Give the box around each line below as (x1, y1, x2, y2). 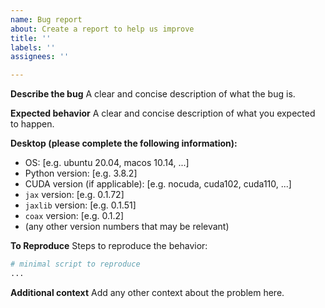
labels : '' (10, 42, 56, 53)
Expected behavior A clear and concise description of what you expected (10, 107, 316, 120)
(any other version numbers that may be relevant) (24, 221, 230, 233)
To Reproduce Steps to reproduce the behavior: (10, 240, 208, 252)
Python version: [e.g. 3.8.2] (24, 167, 138, 180)
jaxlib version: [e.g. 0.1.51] (24, 199, 137, 211)
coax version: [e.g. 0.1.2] (24, 210, 125, 222)
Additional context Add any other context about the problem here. (10, 286, 285, 298)
